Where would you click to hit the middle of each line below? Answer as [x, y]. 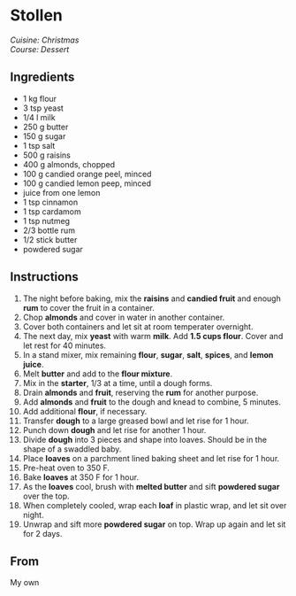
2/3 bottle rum [49, 230]
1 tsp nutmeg [46, 221]
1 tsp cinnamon [50, 202]
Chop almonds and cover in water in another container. [124, 317]
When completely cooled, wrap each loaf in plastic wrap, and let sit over [155, 505]
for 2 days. [42, 533]
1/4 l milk [39, 117]
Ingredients [42, 77]
